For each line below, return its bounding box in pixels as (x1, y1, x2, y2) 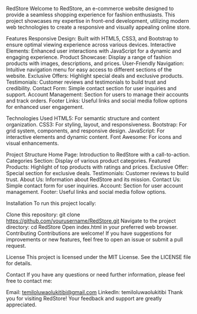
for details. (6, 260, 32, 267)
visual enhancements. (6, 140, 59, 146)
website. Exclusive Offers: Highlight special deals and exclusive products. (6, 73, 184, 79)
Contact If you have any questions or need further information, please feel (6, 271, 185, 278)
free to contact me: (6, 278, 53, 284)
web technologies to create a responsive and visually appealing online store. (6, 23, 191, 30)
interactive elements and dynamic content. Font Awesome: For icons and (6, 134, 182, 140)
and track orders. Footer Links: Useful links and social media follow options (6, 97, 188, 104)
